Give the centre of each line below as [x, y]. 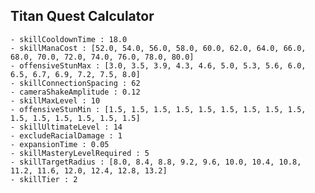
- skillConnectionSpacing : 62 [75, 83]
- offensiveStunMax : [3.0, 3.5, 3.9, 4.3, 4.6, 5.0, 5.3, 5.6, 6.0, [158, 65]
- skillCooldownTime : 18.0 [69, 39]
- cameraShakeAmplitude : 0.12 [75, 92]
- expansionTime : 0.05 [60, 144]
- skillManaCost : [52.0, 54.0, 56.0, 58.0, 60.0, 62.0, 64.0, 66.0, [158, 48]
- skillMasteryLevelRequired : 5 [80, 153]
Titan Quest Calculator [82, 16]
